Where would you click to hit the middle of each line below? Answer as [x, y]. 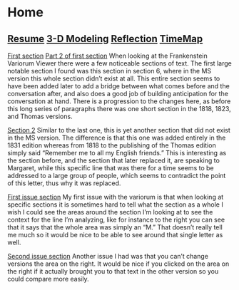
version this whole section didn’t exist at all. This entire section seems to [114, 78]
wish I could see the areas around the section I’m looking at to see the [110, 212]
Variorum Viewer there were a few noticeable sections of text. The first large [119, 63]
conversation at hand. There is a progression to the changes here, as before [119, 101]
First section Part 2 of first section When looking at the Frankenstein [108, 56]
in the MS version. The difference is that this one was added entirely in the [117, 138]
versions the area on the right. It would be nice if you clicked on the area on [118, 264]
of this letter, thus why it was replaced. [64, 183]
